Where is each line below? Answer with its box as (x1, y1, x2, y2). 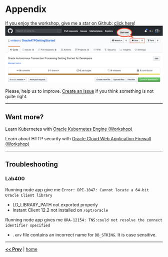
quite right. (5, 94, 28, 100)
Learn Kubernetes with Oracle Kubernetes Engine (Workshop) (5, 126, 132, 132)
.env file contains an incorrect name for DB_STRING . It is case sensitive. (12, 231, 157, 237)
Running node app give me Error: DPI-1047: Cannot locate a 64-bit (5, 186, 149, 192)
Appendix (5, 4, 46, 15)
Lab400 (5, 175, 25, 182)
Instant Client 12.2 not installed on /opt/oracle (12, 207, 108, 213)
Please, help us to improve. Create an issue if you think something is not (5, 88, 154, 94)
